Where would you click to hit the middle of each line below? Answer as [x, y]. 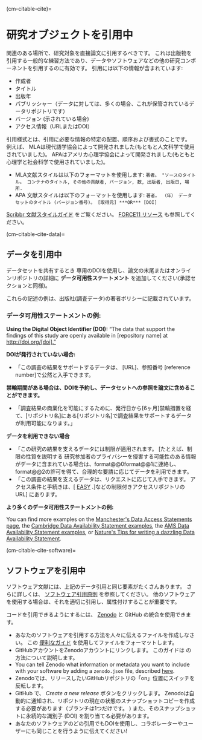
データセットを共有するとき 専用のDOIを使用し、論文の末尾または [88, 270]
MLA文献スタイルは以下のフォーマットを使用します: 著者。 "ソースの [99, 174]
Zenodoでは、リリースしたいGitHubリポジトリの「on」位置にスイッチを [105, 678]
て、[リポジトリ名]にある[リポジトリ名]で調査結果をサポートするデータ [103, 416]
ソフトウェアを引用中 [46, 571]
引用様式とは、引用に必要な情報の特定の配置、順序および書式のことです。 [99, 139]
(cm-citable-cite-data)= [36, 234]
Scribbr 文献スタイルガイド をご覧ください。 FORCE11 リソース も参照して [98, 214]
